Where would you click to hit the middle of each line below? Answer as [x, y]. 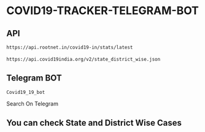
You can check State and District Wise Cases [94, 123]
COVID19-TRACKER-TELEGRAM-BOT [103, 11]
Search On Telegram [32, 103]
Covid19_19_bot [26, 92]
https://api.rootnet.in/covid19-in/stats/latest [70, 47]
